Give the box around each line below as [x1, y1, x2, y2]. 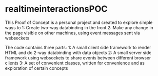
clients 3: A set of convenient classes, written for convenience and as [5, 60, 145, 66]
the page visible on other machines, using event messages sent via [5, 30, 140, 36]
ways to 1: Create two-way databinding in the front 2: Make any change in [5, 24, 154, 30]
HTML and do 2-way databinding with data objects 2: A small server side [5, 50, 152, 56]
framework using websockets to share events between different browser [5, 55, 151, 60]
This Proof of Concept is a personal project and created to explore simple [5, 19, 153, 25]
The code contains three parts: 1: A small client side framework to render [5, 44, 151, 50]
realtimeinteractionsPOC [5, 3, 108, 15]
